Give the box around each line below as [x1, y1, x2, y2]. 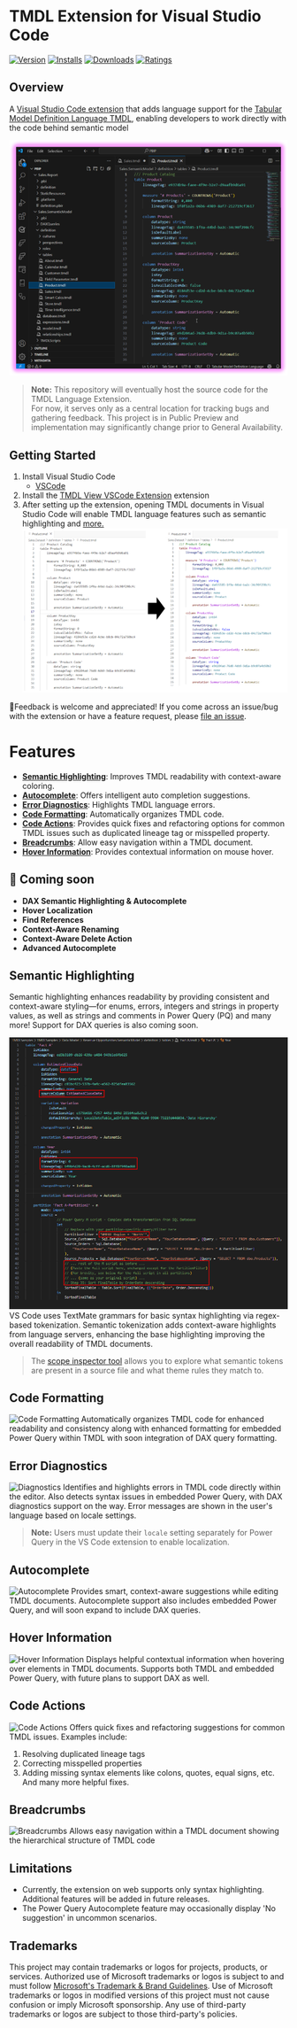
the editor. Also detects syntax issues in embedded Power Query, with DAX [9, 1491, 283, 1502]
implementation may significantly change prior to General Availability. [30, 422, 284, 433]
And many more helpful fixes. [21, 1776, 130, 1787]
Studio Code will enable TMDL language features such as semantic [21, 509, 267, 520]
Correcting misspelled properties [21, 1758, 143, 1769]
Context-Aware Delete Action [21, 933, 133, 944]
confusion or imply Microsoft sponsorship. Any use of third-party [9, 2000, 247, 2010]
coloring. [21, 780, 55, 791]
